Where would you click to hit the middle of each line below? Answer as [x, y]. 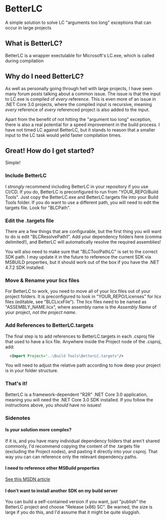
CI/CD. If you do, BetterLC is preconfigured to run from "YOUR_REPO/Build [82, 192]
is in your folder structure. [32, 371]
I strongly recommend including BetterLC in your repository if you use [77, 186]
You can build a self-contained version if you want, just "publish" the [76, 502]
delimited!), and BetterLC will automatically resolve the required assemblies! [83, 242]
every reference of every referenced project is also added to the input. [78, 110]
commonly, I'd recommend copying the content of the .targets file [73, 446]
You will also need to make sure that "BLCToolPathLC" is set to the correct [82, 252]
